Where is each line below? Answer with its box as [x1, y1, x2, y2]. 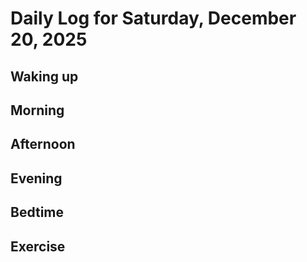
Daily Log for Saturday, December [10, 7, 297, 30]
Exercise [10, 238, 66, 255]
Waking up [10, 68, 79, 85]
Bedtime [10, 204, 65, 221]
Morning [10, 102, 65, 119]
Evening [10, 170, 63, 187]
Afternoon [10, 136, 76, 153]
